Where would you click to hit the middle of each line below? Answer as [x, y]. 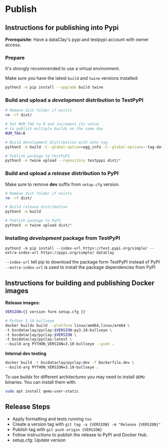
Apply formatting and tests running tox [52, 419]
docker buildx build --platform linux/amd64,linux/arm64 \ [68, 325]
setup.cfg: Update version [39, 440]
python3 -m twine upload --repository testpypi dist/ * [63, 160]
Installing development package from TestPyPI [63, 238]
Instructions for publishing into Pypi [62, 28]
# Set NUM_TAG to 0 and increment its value [52, 124]
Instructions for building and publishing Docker [80, 283]
